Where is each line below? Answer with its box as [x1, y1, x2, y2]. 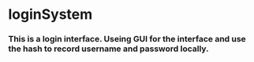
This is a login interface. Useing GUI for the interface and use [8, 34, 246, 45]
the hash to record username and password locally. [8, 43, 209, 54]
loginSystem [8, 5, 93, 24]
